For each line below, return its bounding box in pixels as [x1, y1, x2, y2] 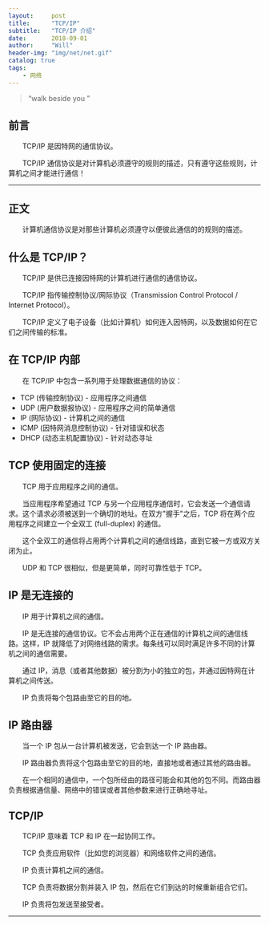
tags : [8, 64, 26, 72]
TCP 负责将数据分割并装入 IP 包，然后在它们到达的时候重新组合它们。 [22, 882, 252, 892]
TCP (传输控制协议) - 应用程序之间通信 [19, 392, 147, 402]
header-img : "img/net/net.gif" [8, 49, 113, 57]
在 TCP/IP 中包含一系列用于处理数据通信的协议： [22, 375, 183, 385]
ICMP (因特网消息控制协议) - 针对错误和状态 [19, 423, 165, 432]
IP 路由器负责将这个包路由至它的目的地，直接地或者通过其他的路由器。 [22, 758, 255, 768]
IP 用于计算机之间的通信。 [22, 611, 108, 621]
